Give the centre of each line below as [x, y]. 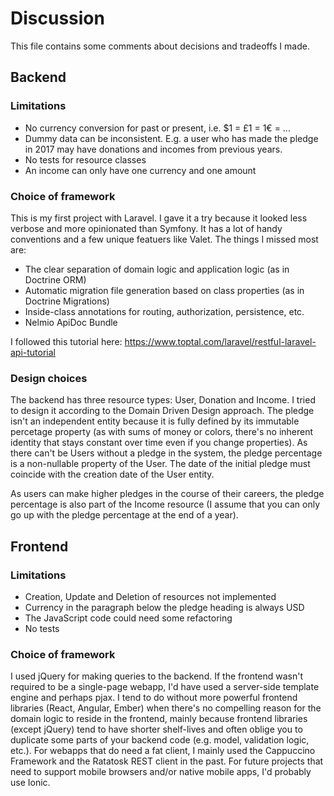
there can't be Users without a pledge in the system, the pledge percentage [166, 453]
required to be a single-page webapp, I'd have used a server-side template [165, 687]
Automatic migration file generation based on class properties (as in [164, 290]
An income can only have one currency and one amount [140, 170]
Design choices [49, 378]
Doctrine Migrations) [67, 301]
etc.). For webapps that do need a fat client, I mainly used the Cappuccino [163, 751]
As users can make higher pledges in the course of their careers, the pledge [167, 494]
